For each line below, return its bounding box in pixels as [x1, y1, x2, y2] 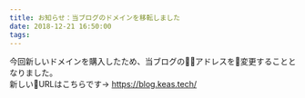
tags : [9, 30, 30, 39]
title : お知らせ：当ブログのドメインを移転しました [9, 13, 180, 23]
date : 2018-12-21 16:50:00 [9, 22, 112, 31]
